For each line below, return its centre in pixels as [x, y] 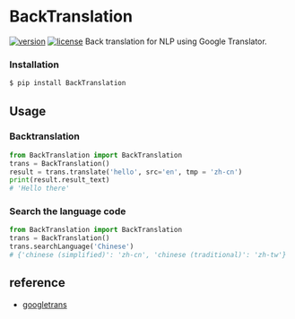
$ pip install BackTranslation [68, 83]
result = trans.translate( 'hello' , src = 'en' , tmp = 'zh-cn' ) [126, 172]
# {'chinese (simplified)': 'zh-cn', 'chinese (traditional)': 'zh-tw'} [148, 255]
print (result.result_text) [60, 180]
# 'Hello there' [39, 189]
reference [37, 283]
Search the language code [68, 211]
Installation [35, 65]
